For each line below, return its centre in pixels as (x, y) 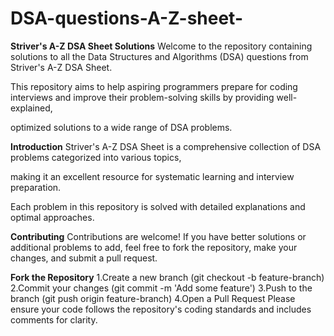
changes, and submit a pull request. (84, 258)
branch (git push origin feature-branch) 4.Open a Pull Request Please (153, 298)
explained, (31, 108)
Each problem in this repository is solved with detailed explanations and (158, 206)
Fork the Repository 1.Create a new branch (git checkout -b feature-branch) (167, 277)
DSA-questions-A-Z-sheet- (126, 18)
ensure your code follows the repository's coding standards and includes (161, 309)
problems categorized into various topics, (96, 157)
